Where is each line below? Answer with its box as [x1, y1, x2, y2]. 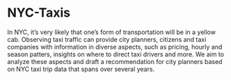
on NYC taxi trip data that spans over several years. [7, 65, 155, 73]
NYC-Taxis [7, 5, 71, 21]
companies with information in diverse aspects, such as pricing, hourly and [7, 42, 223, 51]
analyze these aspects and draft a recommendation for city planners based [7, 57, 223, 65]
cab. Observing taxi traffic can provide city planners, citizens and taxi [7, 35, 207, 43]
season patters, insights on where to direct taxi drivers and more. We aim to [7, 50, 225, 58]
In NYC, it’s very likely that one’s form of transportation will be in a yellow [7, 28, 216, 36]
